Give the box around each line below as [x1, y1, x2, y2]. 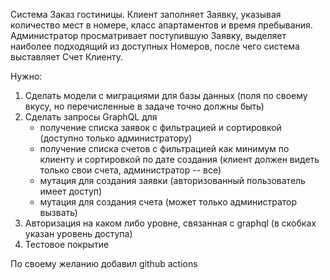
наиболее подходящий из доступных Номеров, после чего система [10, 40, 300, 52]
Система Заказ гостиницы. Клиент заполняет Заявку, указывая [10, 9, 282, 20]
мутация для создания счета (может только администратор [39, 196, 298, 208]
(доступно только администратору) [39, 132, 193, 144]
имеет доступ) [39, 185, 103, 197]
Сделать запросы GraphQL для [24, 111, 158, 123]
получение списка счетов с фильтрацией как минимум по [39, 143, 290, 154]
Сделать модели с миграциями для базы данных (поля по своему [24, 90, 308, 101]
